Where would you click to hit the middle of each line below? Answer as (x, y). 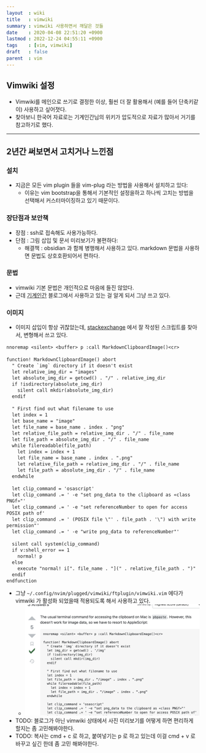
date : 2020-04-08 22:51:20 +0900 (55, 33)
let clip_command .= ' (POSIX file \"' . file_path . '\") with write (104, 519)
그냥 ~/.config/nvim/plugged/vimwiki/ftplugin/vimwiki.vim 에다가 (99, 593)
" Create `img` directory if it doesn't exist (72, 366)
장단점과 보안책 (28, 218)
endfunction (21, 581)
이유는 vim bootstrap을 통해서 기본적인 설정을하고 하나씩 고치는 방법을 (109, 193)
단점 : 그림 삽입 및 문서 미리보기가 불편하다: (67, 240)
